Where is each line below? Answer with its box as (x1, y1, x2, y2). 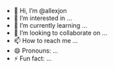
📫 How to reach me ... (13, 37, 78, 44)
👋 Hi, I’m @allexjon (13, 7, 67, 15)
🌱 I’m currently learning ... (13, 22, 88, 29)
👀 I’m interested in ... (13, 14, 73, 22)
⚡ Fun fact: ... (13, 54, 52, 62)
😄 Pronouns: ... (13, 46, 59, 55)
